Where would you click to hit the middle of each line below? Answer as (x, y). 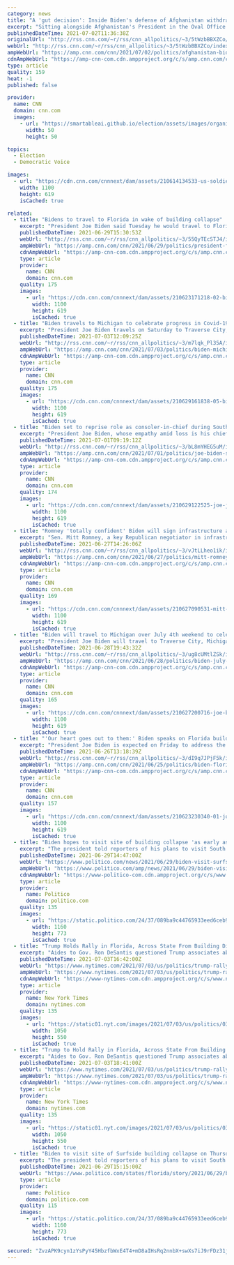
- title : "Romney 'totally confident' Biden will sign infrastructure (118, 531)
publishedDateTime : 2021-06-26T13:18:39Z (80, 752)
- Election (29, 156)
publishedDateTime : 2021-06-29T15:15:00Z (80, 1167)
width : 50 (40, 130)
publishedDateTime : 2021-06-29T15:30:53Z (80, 233)
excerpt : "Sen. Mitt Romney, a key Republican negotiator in (110, 538)
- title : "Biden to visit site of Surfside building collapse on (110, 1154)
